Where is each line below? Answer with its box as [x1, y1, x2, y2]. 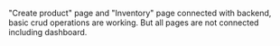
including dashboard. [8, 27, 88, 37]
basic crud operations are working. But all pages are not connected [8, 17, 259, 28]
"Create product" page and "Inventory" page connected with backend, [8, 8, 272, 18]
